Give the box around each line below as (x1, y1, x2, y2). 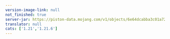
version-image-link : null (5, 7, 60, 13)
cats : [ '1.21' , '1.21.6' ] (5, 26, 58, 31)
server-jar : (5, 17, 30, 22)
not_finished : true (5, 12, 47, 17)
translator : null (5, 21, 42, 27)
